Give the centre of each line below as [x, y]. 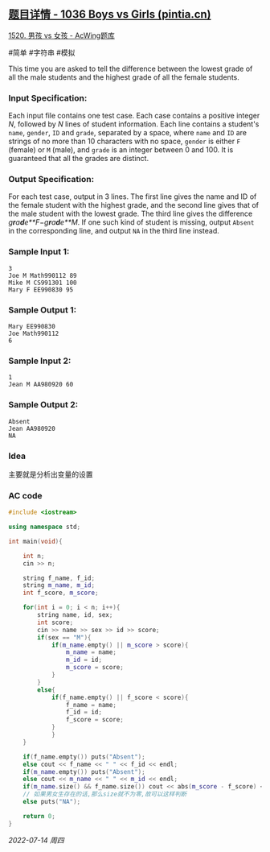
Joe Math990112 [34, 333]
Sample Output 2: [43, 405]
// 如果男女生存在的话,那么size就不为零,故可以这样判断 [105, 794]
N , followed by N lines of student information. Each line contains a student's [134, 124]
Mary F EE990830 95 [41, 290]
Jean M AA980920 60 [41, 385]
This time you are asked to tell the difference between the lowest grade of [131, 68]
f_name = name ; [91, 705]
